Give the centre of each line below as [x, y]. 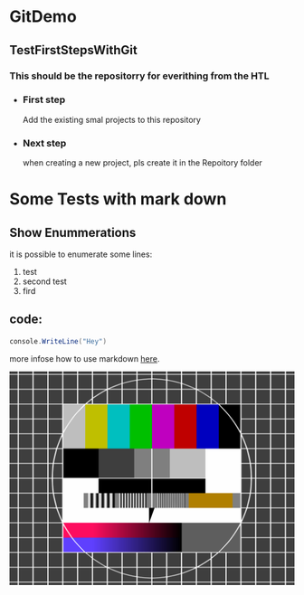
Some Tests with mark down [118, 199]
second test [45, 281]
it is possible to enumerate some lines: [81, 254]
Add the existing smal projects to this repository [112, 119]
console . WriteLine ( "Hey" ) [58, 341]
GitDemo [43, 17]
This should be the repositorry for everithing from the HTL [139, 76]
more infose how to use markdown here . [85, 358]
